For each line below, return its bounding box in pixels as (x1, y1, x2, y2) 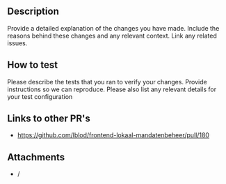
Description (7, 6, 59, 17)
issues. (7, 38, 28, 47)
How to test (7, 59, 58, 71)
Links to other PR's (7, 113, 90, 125)
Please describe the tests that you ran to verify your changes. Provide (7, 77, 207, 86)
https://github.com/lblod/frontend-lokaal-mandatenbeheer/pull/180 (17, 131, 210, 139)
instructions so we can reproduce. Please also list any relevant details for (7, 85, 217, 93)
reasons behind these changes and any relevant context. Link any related (7, 31, 218, 40)
